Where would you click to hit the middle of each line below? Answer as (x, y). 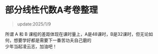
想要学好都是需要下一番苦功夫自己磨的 (52, 40)
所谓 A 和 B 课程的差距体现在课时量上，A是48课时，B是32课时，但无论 (77, 34)
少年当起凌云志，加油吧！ (31, 46)
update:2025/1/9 (34, 24)
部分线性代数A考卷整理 (51, 10)
